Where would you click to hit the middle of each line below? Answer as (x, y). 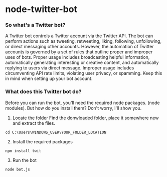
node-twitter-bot (41, 9)
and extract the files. (34, 123)
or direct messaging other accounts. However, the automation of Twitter (79, 47)
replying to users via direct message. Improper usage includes (70, 68)
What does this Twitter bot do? (43, 92)
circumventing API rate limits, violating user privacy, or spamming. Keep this (84, 73)
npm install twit (23, 151)
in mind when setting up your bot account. (49, 78)
